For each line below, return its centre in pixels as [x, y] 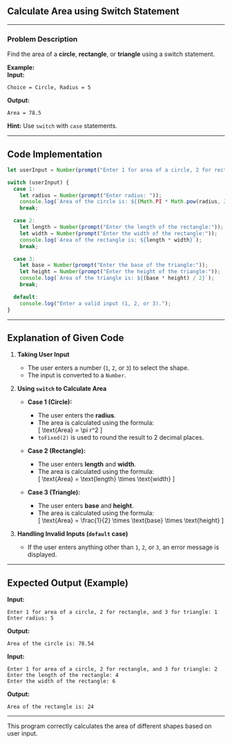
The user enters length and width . [87, 464]
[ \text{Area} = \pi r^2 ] [70, 430]
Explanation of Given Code [66, 338]
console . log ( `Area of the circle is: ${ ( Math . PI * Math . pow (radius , [120, 202]
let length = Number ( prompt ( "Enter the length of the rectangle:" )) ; [122, 227]
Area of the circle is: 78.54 [51, 644]
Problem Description [42, 39]
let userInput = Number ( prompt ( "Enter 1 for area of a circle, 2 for [109, 170]
